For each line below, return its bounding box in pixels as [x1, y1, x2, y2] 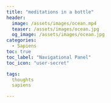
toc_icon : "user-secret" [6, 60, 70, 66]
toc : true [6, 49, 32, 55]
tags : [6, 71, 20, 77]
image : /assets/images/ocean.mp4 [12, 20, 97, 26]
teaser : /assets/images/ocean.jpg [12, 26, 99, 32]
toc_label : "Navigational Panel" [6, 54, 91, 60]
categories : [6, 37, 37, 43]
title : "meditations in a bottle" [6, 9, 95, 15]
